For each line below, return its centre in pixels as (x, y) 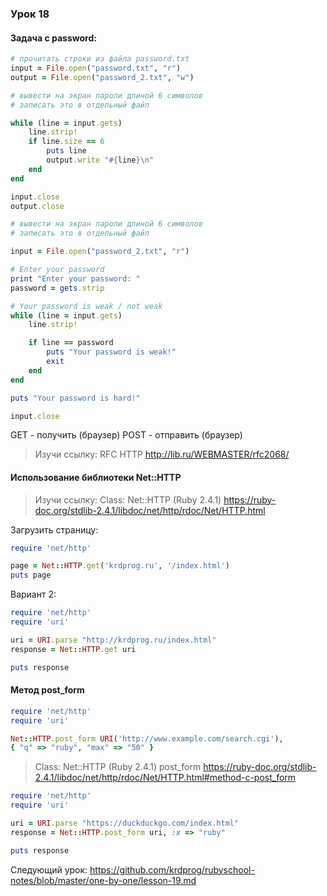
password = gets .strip (57, 288)
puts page (31, 575)
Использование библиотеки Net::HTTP (96, 477)
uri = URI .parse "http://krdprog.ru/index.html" (113, 640)
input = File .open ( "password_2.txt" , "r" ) (100, 252)
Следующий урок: (49, 869)
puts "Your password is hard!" (75, 398)
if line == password (71, 343)
